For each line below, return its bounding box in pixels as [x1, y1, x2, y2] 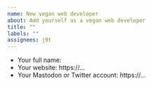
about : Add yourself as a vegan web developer [7, 17, 146, 24]
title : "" [7, 23, 36, 30]
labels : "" [7, 30, 39, 37]
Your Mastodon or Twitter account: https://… [17, 71, 146, 80]
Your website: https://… [17, 63, 86, 72]
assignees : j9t [7, 37, 52, 44]
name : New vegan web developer [7, 10, 99, 18]
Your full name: [17, 56, 62, 64]
